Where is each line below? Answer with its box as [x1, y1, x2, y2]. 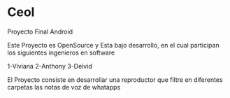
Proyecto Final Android [7, 27, 73, 36]
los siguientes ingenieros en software [7, 48, 115, 57]
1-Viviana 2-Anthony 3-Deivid [7, 62, 92, 70]
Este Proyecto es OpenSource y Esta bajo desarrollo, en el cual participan [7, 41, 220, 49]
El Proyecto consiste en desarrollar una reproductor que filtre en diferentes [7, 75, 223, 84]
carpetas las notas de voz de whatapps [7, 83, 121, 91]
